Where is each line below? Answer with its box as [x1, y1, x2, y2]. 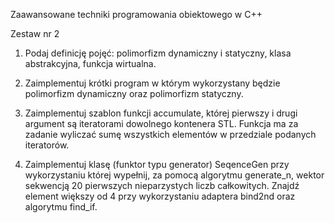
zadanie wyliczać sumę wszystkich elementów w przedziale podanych [24, 129, 317, 140]
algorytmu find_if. [24, 201, 98, 213]
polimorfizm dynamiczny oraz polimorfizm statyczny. [24, 88, 244, 99]
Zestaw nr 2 [10, 28, 60, 39]
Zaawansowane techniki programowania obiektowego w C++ [10, 9, 263, 20]
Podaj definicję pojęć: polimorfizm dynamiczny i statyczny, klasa [24, 47, 292, 59]
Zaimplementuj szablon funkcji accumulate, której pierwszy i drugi [24, 107, 298, 119]
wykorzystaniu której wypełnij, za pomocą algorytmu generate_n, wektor [24, 169, 325, 181]
